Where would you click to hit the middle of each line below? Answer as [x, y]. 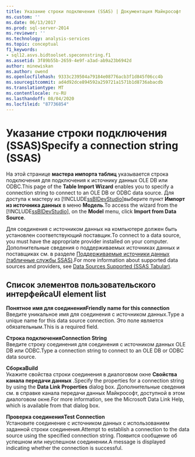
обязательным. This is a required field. [53, 327]
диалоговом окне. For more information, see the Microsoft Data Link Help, [95, 400]
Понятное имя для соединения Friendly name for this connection [88, 308]
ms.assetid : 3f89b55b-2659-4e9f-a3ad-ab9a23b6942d [69, 60]
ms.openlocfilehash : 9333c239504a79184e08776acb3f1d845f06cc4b [85, 77]
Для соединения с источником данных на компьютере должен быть [92, 229]
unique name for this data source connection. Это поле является [85, 320]
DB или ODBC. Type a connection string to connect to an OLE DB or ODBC [95, 351]
